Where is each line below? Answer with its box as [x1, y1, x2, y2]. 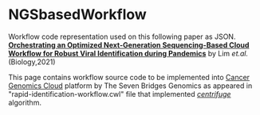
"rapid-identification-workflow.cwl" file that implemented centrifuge [8, 89, 231, 98]
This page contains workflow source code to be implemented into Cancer [8, 72, 250, 82]
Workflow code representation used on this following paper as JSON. [8, 32, 236, 41]
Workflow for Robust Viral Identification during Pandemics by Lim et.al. [8, 48, 249, 58]
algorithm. [8, 98, 42, 107]
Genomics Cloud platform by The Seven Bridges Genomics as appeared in [8, 81, 253, 90]
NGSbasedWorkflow [8, 6, 148, 24]
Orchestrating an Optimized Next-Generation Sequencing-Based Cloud [8, 40, 250, 49]
